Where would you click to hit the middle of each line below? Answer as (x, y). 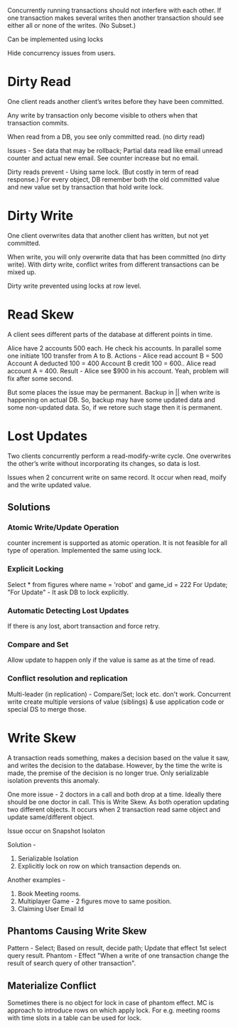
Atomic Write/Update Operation (63, 528)
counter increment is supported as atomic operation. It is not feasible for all (117, 543)
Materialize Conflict (52, 986)
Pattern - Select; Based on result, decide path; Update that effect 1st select (117, 948)
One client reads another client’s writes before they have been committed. (115, 101)
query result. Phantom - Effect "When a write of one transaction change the (118, 956)
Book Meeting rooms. (49, 893)
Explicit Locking (36, 569)
